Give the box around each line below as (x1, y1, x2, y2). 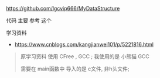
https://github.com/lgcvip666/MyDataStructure (6, 5, 120, 12)
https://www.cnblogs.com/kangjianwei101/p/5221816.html (14, 41, 154, 48)
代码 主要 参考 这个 (6, 17, 52, 24)
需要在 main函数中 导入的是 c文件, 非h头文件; (20, 65, 130, 72)
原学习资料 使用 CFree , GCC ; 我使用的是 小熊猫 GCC (20, 53, 149, 60)
